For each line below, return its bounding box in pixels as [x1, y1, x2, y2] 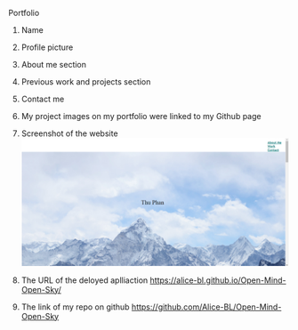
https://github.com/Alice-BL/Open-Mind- [131, 302, 282, 312]
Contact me [20, 93, 65, 104]
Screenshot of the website [20, 128, 118, 139]
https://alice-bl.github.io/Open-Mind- [149, 275, 286, 286]
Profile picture [20, 42, 74, 52]
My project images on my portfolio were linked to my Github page [20, 111, 262, 121]
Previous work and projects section [20, 76, 151, 87]
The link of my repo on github [20, 302, 130, 312]
